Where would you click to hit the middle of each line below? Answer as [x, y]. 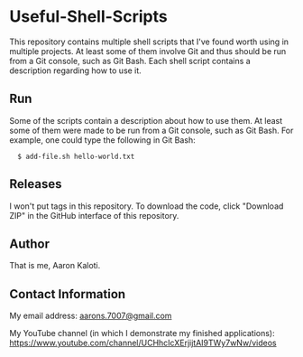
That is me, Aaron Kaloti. [55, 266]
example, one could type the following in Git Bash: [102, 140]
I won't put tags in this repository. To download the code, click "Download [147, 206]
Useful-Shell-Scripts [89, 17]
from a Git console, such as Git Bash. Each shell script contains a [130, 61]
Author [29, 244]
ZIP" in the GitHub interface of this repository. [94, 215]
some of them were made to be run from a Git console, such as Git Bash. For [151, 130]
